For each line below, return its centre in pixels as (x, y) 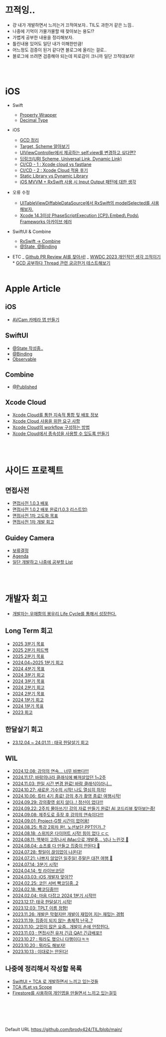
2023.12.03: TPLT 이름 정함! (40, 908)
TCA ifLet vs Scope (32, 987)
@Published (25, 387)
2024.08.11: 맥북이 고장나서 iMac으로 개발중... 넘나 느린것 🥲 (70, 839)
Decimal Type (34, 120)
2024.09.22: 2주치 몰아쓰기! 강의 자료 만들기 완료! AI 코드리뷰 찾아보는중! (84, 808)
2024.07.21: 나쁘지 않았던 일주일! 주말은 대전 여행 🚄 (62, 858)
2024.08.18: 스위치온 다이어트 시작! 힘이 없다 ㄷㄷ (61, 833)
